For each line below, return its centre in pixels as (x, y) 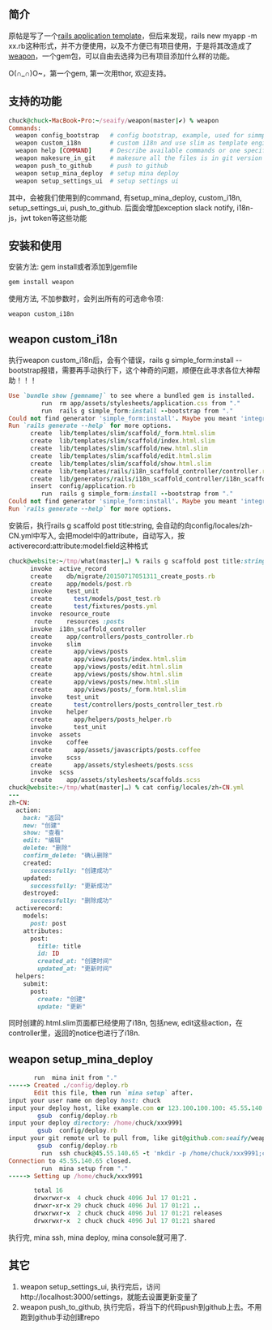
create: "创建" (62, 999)
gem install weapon (41, 283)
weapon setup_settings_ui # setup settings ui (98, 181)
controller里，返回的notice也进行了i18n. (74, 1033)
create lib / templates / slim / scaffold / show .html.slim (121, 464)
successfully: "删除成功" (71, 901)
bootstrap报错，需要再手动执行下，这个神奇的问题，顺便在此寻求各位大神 (131, 370)
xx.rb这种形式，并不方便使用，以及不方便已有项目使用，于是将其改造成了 (130, 45)
